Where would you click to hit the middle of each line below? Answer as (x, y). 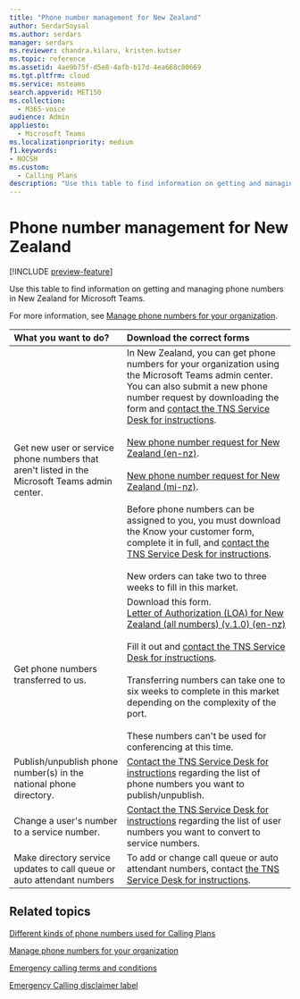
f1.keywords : (33, 150)
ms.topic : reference (48, 59)
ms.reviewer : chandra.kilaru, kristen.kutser (95, 51)
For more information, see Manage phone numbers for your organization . (144, 316)
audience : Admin (39, 117)
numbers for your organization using (203, 365)
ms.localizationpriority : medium (71, 142)
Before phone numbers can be (190, 509)
